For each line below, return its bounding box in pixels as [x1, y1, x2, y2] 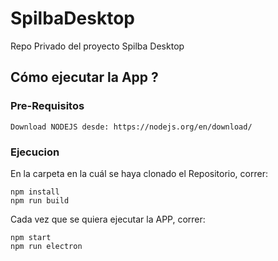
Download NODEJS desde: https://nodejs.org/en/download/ [10, 122, 253, 132]
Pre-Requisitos [10, 99, 85, 113]
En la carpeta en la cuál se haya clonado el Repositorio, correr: [10, 167, 268, 179]
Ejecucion [10, 145, 60, 159]
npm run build [10, 195, 70, 206]
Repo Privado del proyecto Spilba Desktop [10, 40, 185, 52]
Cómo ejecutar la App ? [10, 69, 159, 86]
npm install [10, 187, 60, 197]
